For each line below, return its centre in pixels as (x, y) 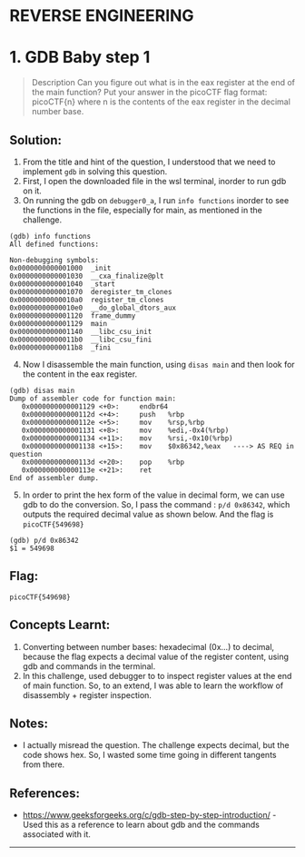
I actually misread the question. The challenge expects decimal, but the (156, 745)
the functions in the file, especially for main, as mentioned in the (143, 210)
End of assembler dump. (54, 478)
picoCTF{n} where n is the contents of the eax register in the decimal (161, 102)
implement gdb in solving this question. (95, 171)
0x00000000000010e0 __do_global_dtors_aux (93, 308)
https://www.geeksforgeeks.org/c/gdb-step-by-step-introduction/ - (149, 815)
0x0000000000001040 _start (63, 284)
